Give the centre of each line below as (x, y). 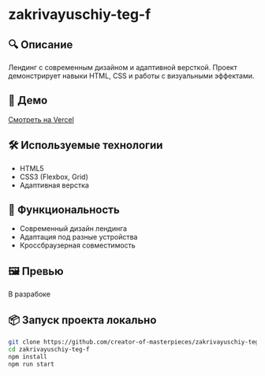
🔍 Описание (41, 45)
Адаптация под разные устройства (78, 237)
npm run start (32, 364)
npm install (28, 356)
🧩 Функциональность (64, 210)
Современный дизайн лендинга (73, 229)
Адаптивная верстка (54, 185)
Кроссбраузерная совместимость (77, 245)
